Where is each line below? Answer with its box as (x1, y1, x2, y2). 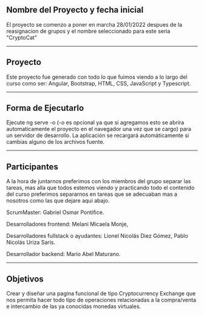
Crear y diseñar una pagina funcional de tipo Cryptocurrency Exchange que (6, 290, 196, 297)
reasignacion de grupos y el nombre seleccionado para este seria (6, 27, 171, 35)
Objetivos (6, 274, 44, 284)
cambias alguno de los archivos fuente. (6, 138, 105, 146)
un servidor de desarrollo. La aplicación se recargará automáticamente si (6, 132, 189, 139)
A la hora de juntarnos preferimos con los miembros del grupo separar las (6, 178, 191, 185)
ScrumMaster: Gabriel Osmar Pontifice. (6, 209, 104, 216)
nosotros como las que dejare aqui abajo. (6, 197, 110, 204)
